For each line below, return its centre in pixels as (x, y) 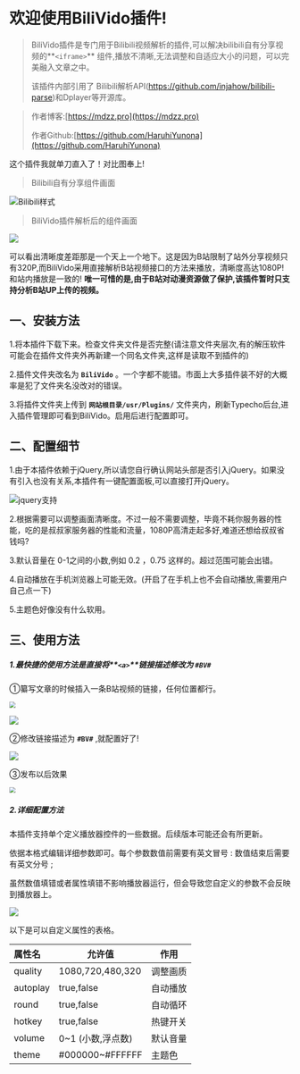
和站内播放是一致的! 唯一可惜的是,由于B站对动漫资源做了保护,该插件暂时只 (146, 279)
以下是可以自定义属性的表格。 (64, 930)
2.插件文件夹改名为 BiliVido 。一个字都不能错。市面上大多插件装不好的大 (144, 374)
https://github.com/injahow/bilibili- (212, 86)
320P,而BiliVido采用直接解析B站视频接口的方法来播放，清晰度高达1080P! (150, 267)
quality (28, 971)
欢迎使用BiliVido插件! (88, 18)
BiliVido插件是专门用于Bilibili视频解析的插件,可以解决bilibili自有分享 (153, 45)
